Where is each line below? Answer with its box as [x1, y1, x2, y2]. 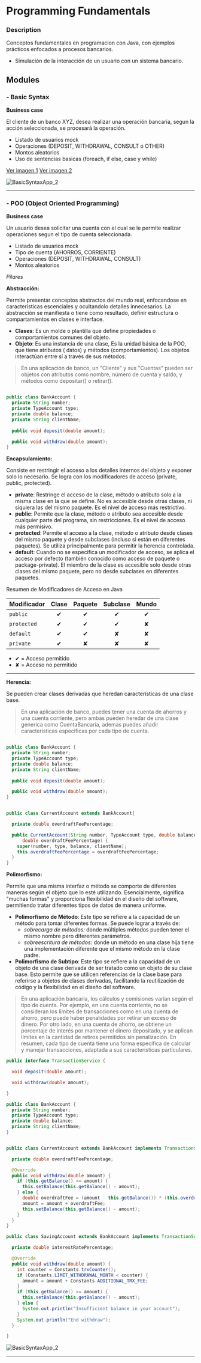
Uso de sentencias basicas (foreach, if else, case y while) [14, 155, 157, 163]
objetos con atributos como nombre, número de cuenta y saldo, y [20, 371, 182, 378]
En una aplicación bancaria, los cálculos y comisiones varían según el [20, 995, 193, 1002]
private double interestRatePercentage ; [11, 1245, 114, 1251]
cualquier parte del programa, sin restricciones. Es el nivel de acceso [14, 517, 185, 524]
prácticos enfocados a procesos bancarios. [6, 46, 114, 53]
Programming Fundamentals [6, 4, 151, 18]
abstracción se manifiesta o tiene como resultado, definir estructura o [6, 309, 178, 317]
